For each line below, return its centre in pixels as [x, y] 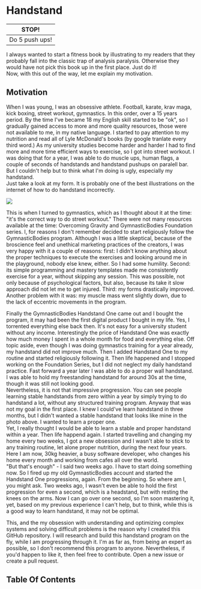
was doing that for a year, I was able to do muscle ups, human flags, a [93, 158]
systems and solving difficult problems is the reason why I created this [93, 529]
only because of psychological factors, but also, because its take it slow [95, 283]
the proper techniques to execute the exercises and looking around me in [97, 257]
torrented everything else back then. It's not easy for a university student [97, 326]
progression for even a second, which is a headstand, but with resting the [97, 492]
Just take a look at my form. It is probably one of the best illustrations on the [100, 183]
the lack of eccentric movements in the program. [67, 302]
